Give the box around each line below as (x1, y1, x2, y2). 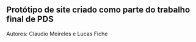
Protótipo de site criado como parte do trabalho (6, 5, 191, 15)
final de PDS (6, 14, 54, 25)
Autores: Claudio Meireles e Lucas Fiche (6, 30, 108, 37)
